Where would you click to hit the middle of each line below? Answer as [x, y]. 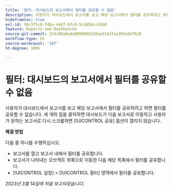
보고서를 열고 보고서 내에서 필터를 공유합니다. [58, 153]
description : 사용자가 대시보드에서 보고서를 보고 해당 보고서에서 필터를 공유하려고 [83, 15]
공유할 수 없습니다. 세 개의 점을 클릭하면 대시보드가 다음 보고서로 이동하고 [79, 114]
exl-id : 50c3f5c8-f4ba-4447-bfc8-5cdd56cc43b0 [56, 24]
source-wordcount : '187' [32, 44]
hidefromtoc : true [25, 20]
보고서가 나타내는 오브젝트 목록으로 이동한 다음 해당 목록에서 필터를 [80, 160]
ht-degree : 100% [23, 48]
